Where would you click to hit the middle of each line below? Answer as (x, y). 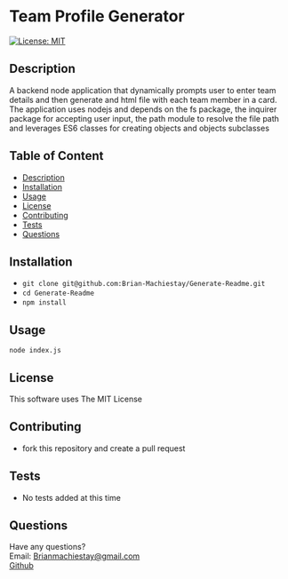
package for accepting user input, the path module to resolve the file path (144, 118)
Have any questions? (48, 547)
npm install (44, 303)
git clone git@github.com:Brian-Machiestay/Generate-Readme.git (144, 284)
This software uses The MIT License (76, 399)
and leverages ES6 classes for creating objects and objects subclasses (139, 128)
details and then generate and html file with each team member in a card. (143, 99)
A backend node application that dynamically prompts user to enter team (143, 90)
